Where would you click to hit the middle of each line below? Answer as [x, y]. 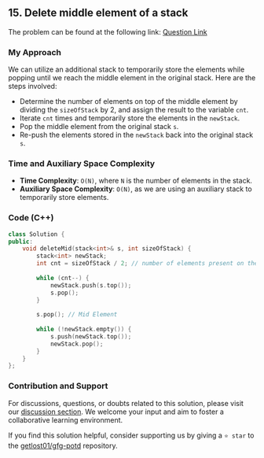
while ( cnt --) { [63, 278]
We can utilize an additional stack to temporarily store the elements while [126, 69]
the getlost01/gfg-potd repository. [63, 445]
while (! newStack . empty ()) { [84, 330]
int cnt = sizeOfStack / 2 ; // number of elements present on [140, 264]
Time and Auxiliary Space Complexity [82, 164]
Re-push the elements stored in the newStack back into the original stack [136, 135]
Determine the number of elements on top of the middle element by [128, 102]
